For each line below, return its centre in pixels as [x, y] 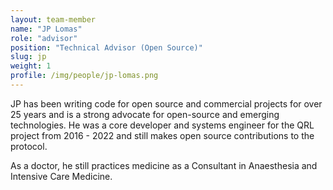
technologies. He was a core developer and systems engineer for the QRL [162, 125]
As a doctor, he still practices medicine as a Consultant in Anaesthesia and [164, 165]
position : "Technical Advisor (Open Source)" [106, 47]
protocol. [29, 146]
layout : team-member [53, 19]
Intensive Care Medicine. [61, 176]
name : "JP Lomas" [46, 29]
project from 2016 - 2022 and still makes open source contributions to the [162, 135]
